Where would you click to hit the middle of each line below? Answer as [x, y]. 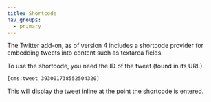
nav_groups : [24, 20]
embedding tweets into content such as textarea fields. [85, 53]
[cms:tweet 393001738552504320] [53, 79]
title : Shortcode [32, 13]
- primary [27, 26]
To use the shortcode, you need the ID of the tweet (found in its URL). [106, 66]
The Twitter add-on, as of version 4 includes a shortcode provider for [105, 46]
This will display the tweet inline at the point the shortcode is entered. [105, 91]
